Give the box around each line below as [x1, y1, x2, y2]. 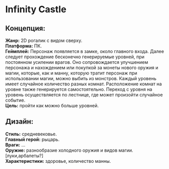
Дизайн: [5, 117, 34, 126]
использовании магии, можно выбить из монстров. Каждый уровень [5, 76, 157, 81]
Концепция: [5, 24, 45, 33]
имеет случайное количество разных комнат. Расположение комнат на [5, 81, 162, 87]
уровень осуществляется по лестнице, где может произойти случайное [5, 92, 163, 98]
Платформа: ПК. [5, 43, 42, 49]
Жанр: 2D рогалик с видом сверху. [5, 37, 83, 43]
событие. [5, 97, 26, 103]
